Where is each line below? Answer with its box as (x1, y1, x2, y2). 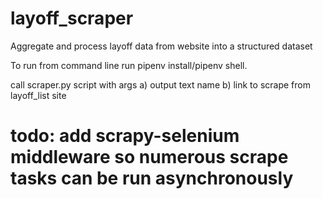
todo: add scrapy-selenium (10, 125, 240, 147)
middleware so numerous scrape (10, 146, 289, 169)
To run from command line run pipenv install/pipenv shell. (10, 59, 248, 71)
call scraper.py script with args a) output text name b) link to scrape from (10, 78, 311, 91)
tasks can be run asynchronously (10, 167, 294, 190)
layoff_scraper (10, 7, 134, 30)
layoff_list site (10, 89, 67, 101)
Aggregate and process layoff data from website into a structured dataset (10, 40, 313, 52)
